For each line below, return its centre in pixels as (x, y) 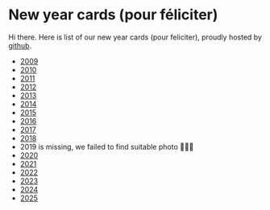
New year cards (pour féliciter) (113, 15)
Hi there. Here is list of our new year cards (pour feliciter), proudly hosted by (135, 37)
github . (20, 45)
